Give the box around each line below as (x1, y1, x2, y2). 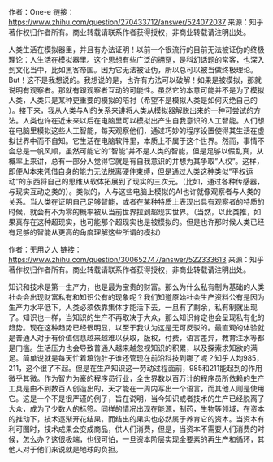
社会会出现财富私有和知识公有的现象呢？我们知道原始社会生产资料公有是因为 (8, 292, 265, 302)
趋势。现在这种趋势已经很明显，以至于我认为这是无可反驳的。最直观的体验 (8, 323, 258, 332)
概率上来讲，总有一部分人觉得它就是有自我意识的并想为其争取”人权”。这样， (8, 157, 264, 166)
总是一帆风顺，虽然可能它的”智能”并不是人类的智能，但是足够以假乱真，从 (15, 146, 264, 156)
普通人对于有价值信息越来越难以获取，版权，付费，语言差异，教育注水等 (15, 333, 258, 343)
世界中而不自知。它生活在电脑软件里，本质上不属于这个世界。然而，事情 (15, 136, 258, 145)
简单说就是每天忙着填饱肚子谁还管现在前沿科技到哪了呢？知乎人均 (22, 353, 244, 363)
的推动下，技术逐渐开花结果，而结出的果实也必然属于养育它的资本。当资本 (8, 414, 258, 424)
